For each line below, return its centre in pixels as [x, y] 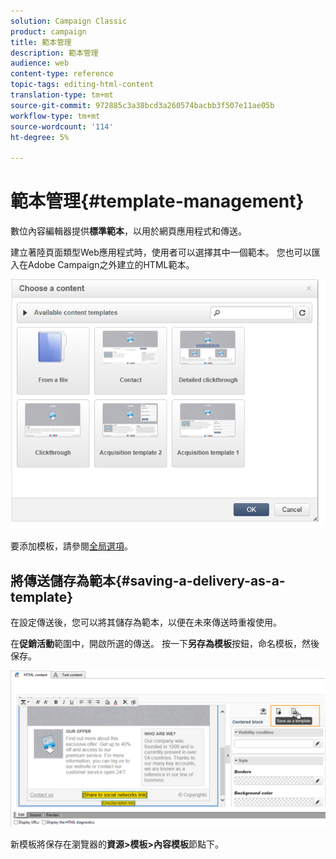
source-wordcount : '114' [62, 126]
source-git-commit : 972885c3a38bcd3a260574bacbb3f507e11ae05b [142, 105]
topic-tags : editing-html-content [82, 85]
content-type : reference [62, 74]
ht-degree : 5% [40, 137]
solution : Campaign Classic [69, 21]
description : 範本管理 [54, 53]
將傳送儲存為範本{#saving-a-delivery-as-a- [148, 580]
